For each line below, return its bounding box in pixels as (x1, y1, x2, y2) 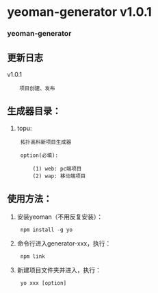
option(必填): (20, 152, 59, 159)
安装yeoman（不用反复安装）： (16, 213, 103, 221)
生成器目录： (7, 105, 62, 117)
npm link (20, 252, 46, 260)
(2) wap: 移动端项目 (32, 173, 86, 180)
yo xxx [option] (20, 279, 67, 286)
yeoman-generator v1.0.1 (7, 4, 152, 20)
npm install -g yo (20, 226, 73, 233)
